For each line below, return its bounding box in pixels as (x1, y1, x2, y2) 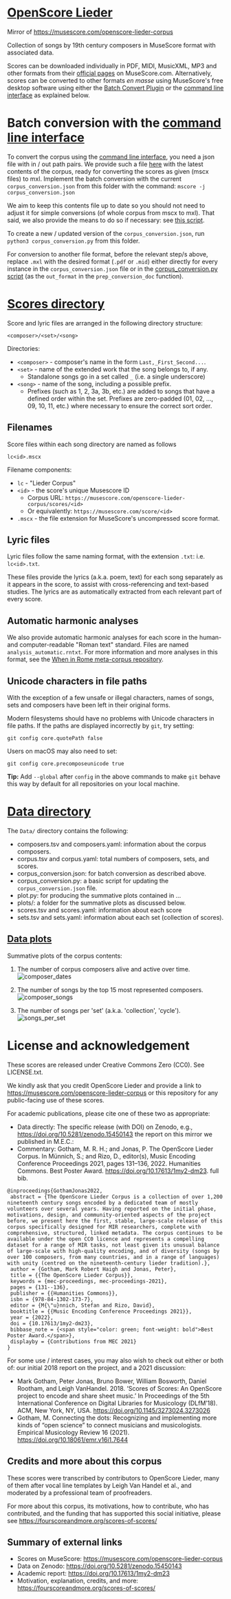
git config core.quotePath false (7, 735, 103, 742)
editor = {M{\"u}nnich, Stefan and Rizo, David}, (10, 1302, 155, 1309)
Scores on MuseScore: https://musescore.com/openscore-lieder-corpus (16, 1555, 223, 1563)
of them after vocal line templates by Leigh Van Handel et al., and (7, 1481, 192, 1489)
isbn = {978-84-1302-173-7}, (10, 1296, 94, 1303)
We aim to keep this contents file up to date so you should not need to (7, 201, 206, 210)
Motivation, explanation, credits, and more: (16, 1577, 139, 1585)
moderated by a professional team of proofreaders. (7, 1488, 153, 1497)
